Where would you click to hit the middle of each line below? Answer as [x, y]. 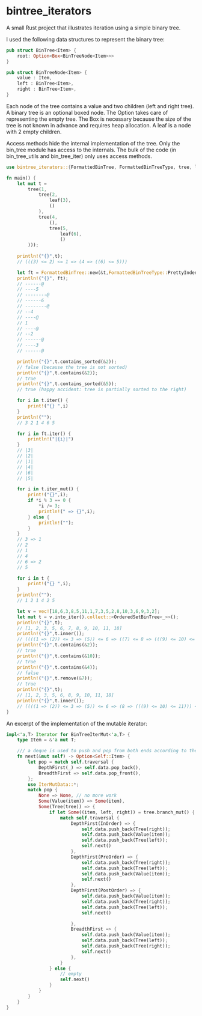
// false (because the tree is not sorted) [72, 367]
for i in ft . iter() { [44, 434]
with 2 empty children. [34, 132]
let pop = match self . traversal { [71, 762]
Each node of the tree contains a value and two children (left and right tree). [100, 106]
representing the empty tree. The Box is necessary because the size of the [99, 119]
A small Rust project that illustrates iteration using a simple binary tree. [93, 28]
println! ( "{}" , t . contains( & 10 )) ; [59, 656]
